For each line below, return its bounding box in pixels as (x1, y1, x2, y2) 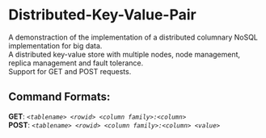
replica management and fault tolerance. (8, 58, 144, 68)
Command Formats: (8, 90, 111, 104)
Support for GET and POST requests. (8, 66, 132, 76)
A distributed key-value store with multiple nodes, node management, (8, 49, 241, 59)
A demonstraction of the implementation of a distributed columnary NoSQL (8, 32, 259, 42)
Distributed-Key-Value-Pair (8, 6, 196, 24)
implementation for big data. (8, 40, 103, 50)
